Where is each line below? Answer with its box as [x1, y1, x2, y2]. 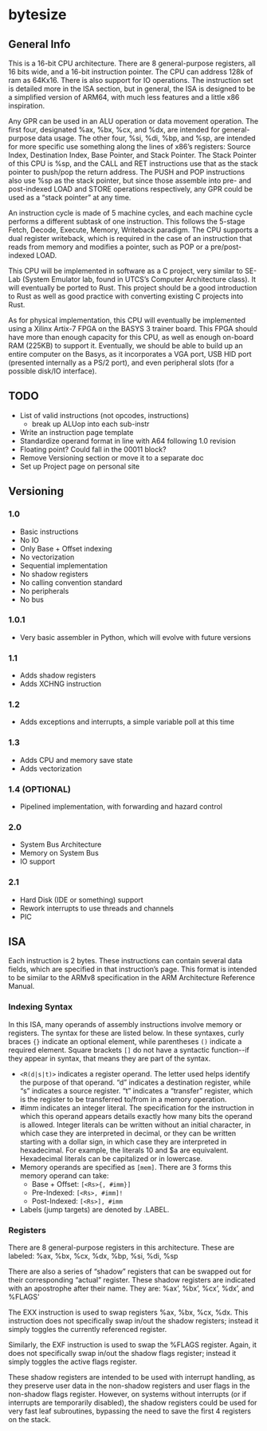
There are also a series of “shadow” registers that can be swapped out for [8, 1267, 252, 1276]
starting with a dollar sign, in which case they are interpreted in [19, 1136, 227, 1146]
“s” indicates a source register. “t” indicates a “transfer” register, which [19, 1085, 253, 1095]
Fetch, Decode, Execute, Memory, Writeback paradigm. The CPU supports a [8, 225, 259, 235]
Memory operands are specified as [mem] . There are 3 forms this [19, 1162, 232, 1172]
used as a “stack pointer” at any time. [8, 193, 132, 202]
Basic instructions [19, 527, 79, 536]
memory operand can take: [19, 1171, 109, 1180]
